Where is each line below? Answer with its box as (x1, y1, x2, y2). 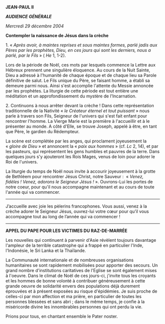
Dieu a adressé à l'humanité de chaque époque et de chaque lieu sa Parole (5, 72, 157, 78)
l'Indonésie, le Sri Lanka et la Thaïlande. (5, 248, 86, 254)
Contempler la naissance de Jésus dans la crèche (5, 33, 109, 38)
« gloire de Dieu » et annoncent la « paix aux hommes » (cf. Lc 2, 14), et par (5, 143, 159, 149)
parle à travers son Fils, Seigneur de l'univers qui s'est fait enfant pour (5, 113, 147, 119)
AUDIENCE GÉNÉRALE (5, 14, 52, 19)
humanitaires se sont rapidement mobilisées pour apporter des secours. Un (5, 262, 158, 268)
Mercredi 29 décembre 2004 (5, 23, 64, 29)
